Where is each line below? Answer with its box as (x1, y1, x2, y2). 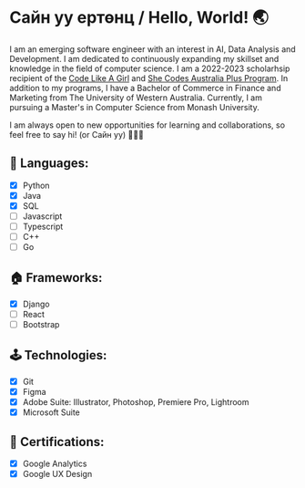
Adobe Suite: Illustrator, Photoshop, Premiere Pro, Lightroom (22, 397, 249, 408)
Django (22, 298, 50, 309)
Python (22, 180, 50, 191)
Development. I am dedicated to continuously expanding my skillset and (9, 53, 280, 64)
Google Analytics (22, 458, 87, 470)
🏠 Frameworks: (9, 270, 103, 286)
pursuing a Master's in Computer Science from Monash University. (9, 101, 259, 112)
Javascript (22, 211, 63, 222)
